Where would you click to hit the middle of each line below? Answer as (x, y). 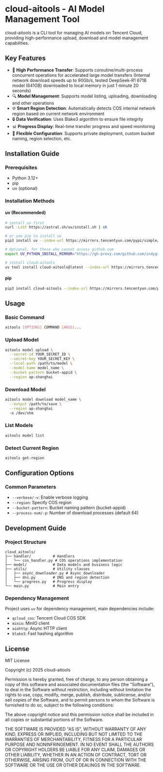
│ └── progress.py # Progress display (49, 582)
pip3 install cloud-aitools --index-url (47, 288)
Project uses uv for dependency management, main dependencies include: (80, 609)
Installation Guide (32, 154)
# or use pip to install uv (33, 236)
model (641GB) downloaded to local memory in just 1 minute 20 (75, 85)
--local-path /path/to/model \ (41, 363)
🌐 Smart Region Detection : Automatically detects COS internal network (84, 108)
